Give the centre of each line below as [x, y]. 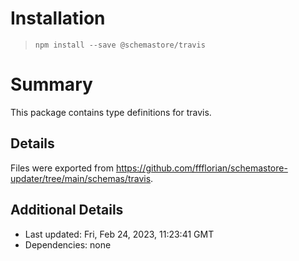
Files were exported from [62, 168]
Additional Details [67, 210]
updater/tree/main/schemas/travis [81, 178]
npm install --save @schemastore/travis [120, 45]
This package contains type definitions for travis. [111, 112]
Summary [51, 84]
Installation [58, 18]
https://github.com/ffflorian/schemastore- [201, 168]
